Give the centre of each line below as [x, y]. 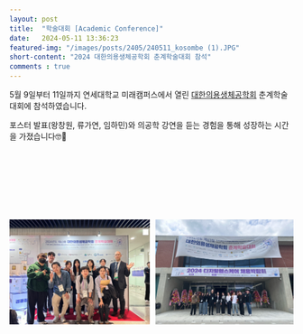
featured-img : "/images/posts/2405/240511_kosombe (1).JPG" [125, 48]
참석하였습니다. [60, 106]
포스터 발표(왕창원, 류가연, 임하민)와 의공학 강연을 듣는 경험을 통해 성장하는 [141, 125]
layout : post [34, 19]
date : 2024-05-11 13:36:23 [64, 38]
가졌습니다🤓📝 [43, 136]
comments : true [40, 67]
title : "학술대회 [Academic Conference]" [87, 28]
